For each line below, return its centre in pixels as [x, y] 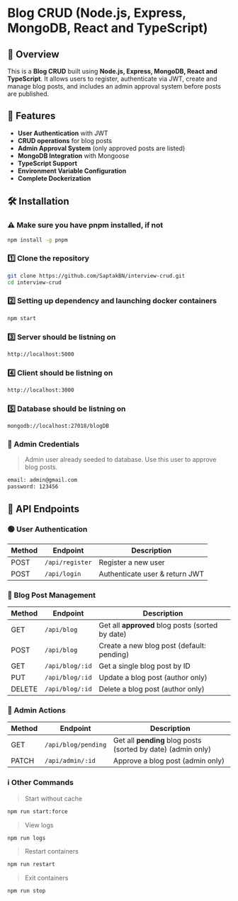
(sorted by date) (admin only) [162, 749]
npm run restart [31, 865]
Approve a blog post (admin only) [169, 761]
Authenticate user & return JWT [151, 574]
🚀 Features [32, 116]
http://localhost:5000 [41, 354]
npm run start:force [38, 811]
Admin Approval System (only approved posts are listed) [101, 148]
